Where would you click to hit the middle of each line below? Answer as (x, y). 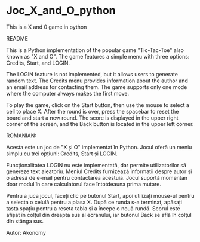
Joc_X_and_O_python (61, 10)
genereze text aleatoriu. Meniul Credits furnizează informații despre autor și (99, 171)
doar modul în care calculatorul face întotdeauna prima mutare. (84, 184)
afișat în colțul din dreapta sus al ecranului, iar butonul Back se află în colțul (99, 215)
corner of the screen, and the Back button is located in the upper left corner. (100, 124)
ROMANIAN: (21, 136)
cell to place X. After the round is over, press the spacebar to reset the (93, 111)
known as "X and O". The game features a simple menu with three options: (98, 56)
